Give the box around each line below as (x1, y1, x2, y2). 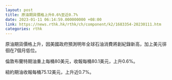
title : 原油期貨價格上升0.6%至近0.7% (5, 12, 78, 17)
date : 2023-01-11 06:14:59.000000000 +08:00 (5, 17, 102, 22)
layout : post (5, 7, 33, 13)
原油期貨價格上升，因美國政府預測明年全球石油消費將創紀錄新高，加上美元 (5, 41, 162, 47)
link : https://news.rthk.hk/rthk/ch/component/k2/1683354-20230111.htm (5, 21, 161, 27)
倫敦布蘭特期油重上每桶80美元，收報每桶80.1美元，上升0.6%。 (5, 58, 138, 64)
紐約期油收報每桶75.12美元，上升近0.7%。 (5, 69, 94, 75)
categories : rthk (5, 26, 42, 32)
